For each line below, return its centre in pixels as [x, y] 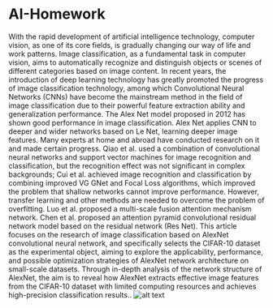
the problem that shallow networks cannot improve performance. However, [134, 191]
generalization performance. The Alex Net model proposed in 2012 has [127, 113]
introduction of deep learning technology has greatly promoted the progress [136, 79]
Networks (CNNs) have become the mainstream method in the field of [126, 96]
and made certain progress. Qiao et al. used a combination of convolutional [134, 148]
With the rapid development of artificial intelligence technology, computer [132, 36]
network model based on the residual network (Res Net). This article [123, 226]
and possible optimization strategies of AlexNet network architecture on [129, 260]
